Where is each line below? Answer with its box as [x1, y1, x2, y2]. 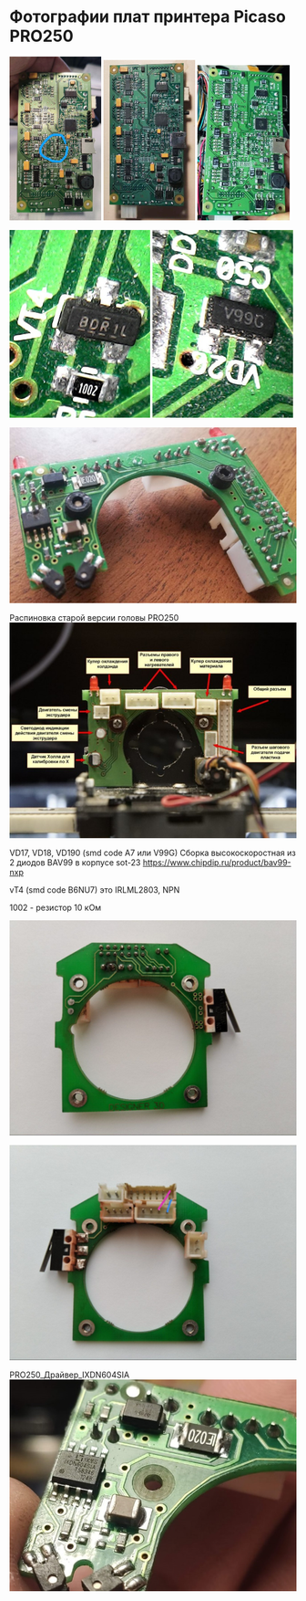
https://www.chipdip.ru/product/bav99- [142, 856, 291, 868]
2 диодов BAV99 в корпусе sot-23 [9, 856, 141, 868]
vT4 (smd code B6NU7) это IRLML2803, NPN [9, 884, 180, 895]
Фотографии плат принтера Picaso [9, 6, 287, 27]
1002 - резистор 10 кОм [9, 902, 102, 913]
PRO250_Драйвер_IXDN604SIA [9, 1369, 130, 1380]
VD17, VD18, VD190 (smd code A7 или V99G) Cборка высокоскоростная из [9, 847, 296, 858]
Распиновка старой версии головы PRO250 [9, 612, 179, 623]
